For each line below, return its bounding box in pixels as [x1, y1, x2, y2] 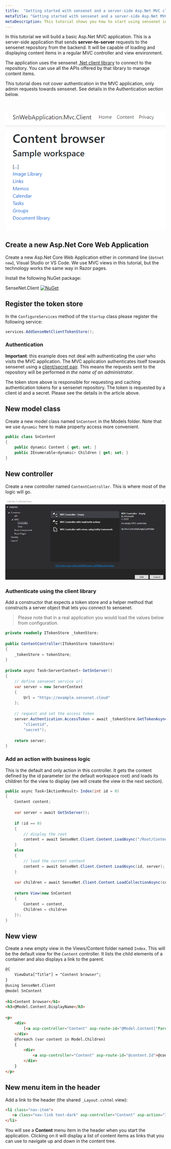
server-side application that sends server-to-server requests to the [5, 39, 148, 45]
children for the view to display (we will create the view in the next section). [5, 778, 164, 784]
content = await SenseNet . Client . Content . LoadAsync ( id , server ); [23, 864, 165, 869]
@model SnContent [5, 988, 42, 993]
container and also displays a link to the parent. [5, 956, 104, 962]
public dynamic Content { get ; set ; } [14, 445, 97, 450]
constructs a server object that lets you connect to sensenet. [5, 605, 133, 611]
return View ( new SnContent [14, 891, 72, 896]
